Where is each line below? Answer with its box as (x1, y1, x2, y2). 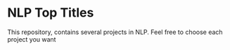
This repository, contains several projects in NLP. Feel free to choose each (7, 28, 223, 36)
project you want (7, 35, 56, 43)
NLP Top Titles (7, 5, 94, 21)
